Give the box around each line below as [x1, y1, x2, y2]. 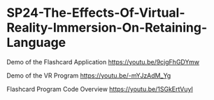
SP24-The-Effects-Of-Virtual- [6, 5, 186, 21]
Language [6, 35, 66, 50]
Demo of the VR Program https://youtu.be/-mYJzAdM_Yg [6, 71, 171, 80]
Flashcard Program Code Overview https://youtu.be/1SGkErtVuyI [6, 85, 194, 93]
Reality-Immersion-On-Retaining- [6, 20, 208, 36]
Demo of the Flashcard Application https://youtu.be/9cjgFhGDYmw [6, 57, 200, 66]
